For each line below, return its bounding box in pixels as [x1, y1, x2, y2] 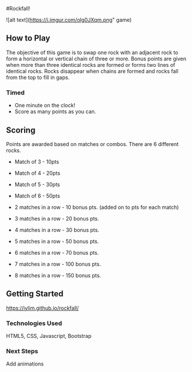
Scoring [6, 125, 36, 135]
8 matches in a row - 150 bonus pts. [14, 272, 101, 279]
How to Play [6, 33, 51, 43]
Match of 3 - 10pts [14, 158, 60, 165]
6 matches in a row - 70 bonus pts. [14, 249, 99, 256]
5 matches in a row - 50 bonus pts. [14, 238, 100, 245]
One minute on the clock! [14, 102, 76, 109]
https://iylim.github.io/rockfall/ [6, 305, 79, 312]
